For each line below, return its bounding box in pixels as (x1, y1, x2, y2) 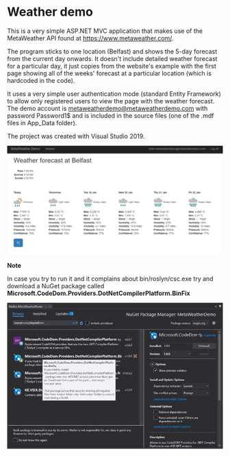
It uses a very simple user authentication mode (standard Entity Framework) (7, 90, 221, 98)
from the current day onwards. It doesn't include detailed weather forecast (7, 54, 218, 62)
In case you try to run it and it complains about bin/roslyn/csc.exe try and (7, 275, 214, 283)
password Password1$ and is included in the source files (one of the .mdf (7, 111, 214, 120)
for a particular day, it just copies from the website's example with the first (7, 62, 217, 70)
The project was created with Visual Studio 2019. (7, 131, 145, 140)
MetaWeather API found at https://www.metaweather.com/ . (7, 34, 174, 42)
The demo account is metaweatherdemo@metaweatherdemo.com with (7, 104, 208, 112)
